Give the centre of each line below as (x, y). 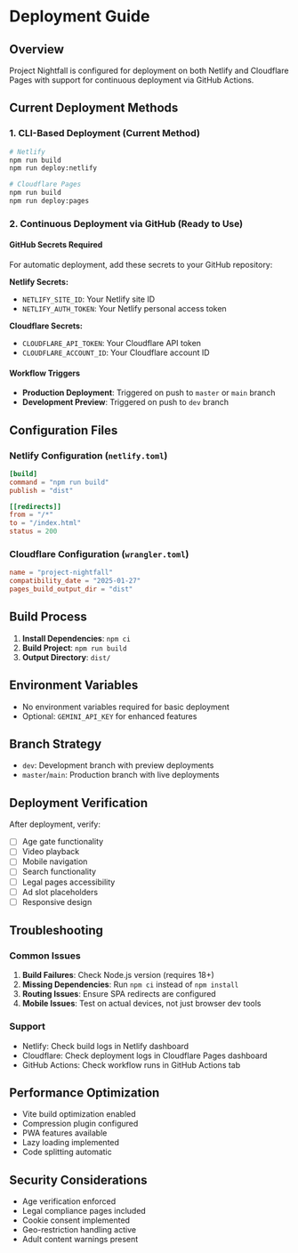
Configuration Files (64, 430)
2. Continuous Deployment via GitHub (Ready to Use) (126, 223)
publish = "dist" (41, 490)
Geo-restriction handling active (79, 1230)
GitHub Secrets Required (56, 245)
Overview (37, 49)
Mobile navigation (55, 861)
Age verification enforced (69, 1201)
